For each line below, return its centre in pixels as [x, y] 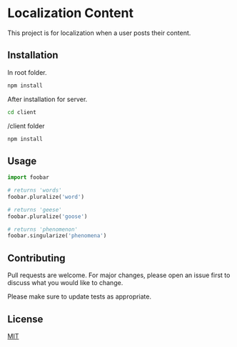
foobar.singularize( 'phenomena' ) [57, 236]
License [25, 319]
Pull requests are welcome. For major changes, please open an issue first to [119, 275]
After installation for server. [47, 99]
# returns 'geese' [35, 209]
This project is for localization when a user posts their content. [99, 33]
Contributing [36, 258]
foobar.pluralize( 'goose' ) [47, 216]
